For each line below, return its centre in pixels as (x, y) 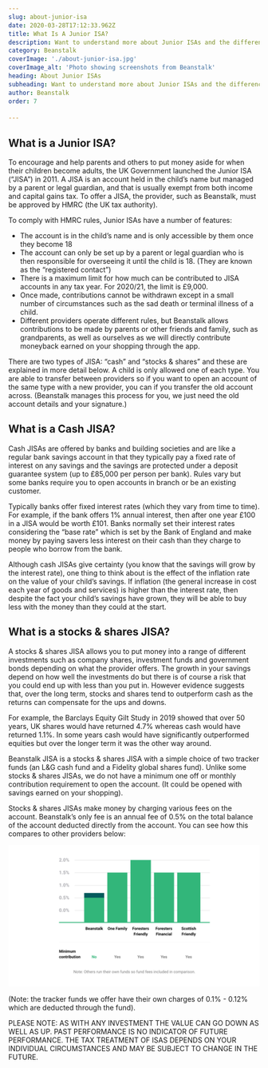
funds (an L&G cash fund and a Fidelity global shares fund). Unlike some (128, 767)
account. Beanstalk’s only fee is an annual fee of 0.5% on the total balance (131, 816)
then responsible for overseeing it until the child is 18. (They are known (136, 261)
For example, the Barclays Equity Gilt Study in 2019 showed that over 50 (127, 717)
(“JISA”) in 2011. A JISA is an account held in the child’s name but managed (131, 179)
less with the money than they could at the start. (87, 607)
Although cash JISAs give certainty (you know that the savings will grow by (132, 564)
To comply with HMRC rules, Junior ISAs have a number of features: (120, 221)
